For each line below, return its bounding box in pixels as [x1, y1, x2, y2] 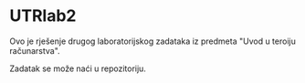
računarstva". [9, 45, 61, 56]
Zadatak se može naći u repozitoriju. [9, 63, 146, 74]
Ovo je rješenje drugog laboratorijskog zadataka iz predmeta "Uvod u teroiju [9, 36, 297, 47]
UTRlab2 [9, 5, 77, 26]
